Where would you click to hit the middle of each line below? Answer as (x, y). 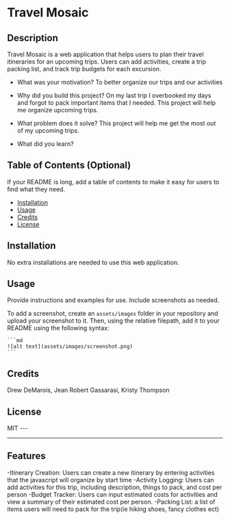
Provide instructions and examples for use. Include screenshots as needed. (113, 300)
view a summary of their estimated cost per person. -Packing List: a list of (111, 502)
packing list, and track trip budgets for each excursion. (84, 69)
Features (26, 456)
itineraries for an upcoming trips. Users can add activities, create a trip (107, 62)
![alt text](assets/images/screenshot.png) (70, 347)
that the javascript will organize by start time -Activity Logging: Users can (111, 480)
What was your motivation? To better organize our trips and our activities (120, 82)
